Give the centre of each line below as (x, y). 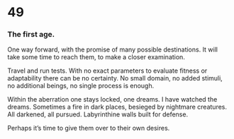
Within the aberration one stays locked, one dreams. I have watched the (112, 99)
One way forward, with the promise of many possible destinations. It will (113, 49)
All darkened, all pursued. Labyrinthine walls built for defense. (98, 114)
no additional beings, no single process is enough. (81, 86)
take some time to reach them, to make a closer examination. (96, 57)
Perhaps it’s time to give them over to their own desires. (89, 128)
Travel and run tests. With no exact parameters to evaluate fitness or (107, 71)
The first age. (31, 35)
